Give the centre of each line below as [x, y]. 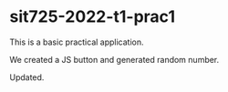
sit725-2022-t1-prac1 [93, 17]
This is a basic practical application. [77, 42]
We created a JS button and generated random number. [114, 59]
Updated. [27, 77]
